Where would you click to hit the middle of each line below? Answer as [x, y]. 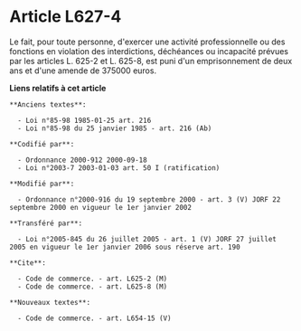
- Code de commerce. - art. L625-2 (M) [93, 279]
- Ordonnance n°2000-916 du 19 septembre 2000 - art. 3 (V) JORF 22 [149, 199]
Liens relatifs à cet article [58, 88]
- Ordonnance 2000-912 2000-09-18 [82, 160]
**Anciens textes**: [48, 104]
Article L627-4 [66, 17]
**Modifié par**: [42, 184]
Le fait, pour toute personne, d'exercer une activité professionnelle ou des [147, 42]
